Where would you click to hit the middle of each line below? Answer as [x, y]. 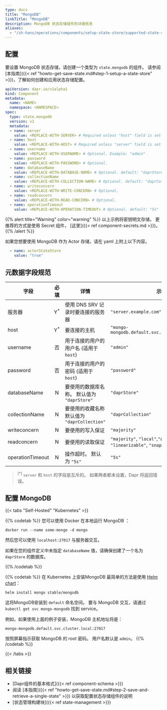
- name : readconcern [31, 195]
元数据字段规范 [28, 272]
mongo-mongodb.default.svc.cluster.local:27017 [55, 629]
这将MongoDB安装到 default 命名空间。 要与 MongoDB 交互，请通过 [76, 603]
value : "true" [29, 256]
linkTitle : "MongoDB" [28, 19]
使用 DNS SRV [81, 305]
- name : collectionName [34, 177]
